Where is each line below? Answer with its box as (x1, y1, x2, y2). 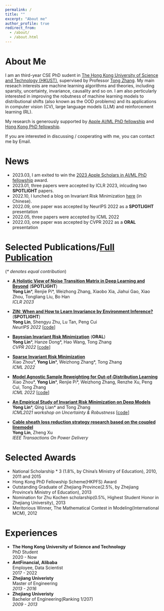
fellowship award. (12, 177, 48, 183)
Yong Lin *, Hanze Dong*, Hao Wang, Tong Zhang (12, 339, 112, 345)
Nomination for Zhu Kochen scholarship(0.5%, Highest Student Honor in (12, 494, 159, 500)
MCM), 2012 (12, 510, 37, 516)
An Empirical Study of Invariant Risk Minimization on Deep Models (12, 399, 151, 405)
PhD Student (12, 549, 38, 555)
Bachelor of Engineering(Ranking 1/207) (12, 596, 94, 602)
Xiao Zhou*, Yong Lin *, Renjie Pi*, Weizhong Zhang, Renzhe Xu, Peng (12, 379, 153, 385)
